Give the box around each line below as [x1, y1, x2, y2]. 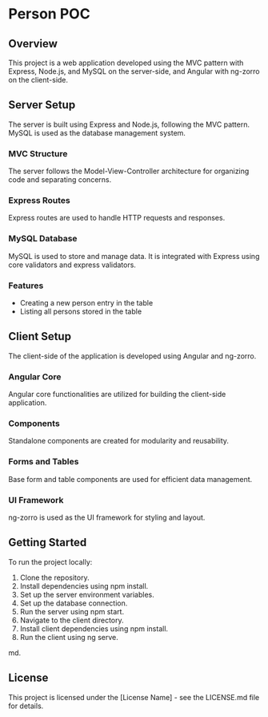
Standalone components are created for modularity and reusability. [8, 436, 230, 446]
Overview [8, 37, 58, 51]
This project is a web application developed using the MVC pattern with [8, 58, 244, 67]
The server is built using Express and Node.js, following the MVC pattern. [8, 119, 250, 129]
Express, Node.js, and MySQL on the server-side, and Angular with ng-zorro [8, 67, 260, 76]
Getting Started [8, 536, 87, 549]
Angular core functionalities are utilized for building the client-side [8, 390, 226, 399]
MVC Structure [8, 148, 68, 159]
